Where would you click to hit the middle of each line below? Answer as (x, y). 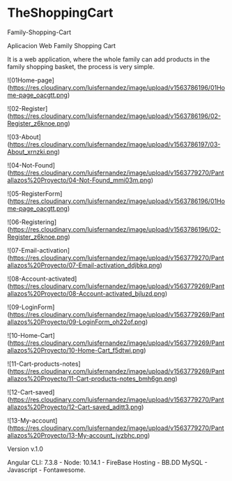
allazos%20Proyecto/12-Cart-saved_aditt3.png (75, 407)
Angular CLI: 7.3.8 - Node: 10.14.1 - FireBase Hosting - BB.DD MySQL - (107, 462)
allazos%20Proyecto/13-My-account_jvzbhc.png (78, 435)
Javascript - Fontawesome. (46, 470)
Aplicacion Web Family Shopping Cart (62, 45)
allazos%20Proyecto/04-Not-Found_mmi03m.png (79, 180)
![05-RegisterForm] (35, 193)
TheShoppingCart (60, 13)
